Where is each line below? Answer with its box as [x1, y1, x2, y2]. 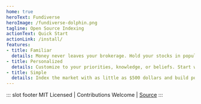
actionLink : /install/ [6, 36, 63, 42]
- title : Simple [6, 70, 47, 75]
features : [6, 42, 31, 48]
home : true [6, 8, 33, 15]
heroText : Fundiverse [6, 14, 60, 20]
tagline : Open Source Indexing [6, 25, 84, 31]
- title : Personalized [6, 58, 63, 64]
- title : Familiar [6, 48, 52, 53]
